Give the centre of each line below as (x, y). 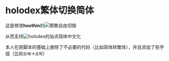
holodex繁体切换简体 (50, 10)
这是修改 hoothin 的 (25, 25)
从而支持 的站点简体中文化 (43, 36)
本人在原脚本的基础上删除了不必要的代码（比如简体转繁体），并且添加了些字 (85, 47)
